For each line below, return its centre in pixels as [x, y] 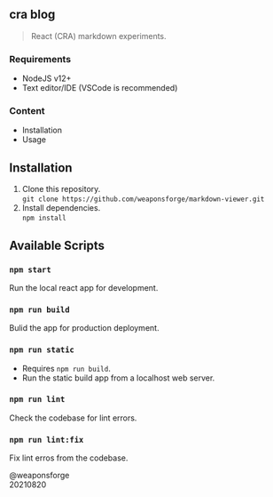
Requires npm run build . [66, 368]
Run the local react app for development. [84, 287]
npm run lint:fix [47, 440]
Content [27, 111]
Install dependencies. [61, 208]
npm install [44, 218]
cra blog [32, 15]
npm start [30, 269]
